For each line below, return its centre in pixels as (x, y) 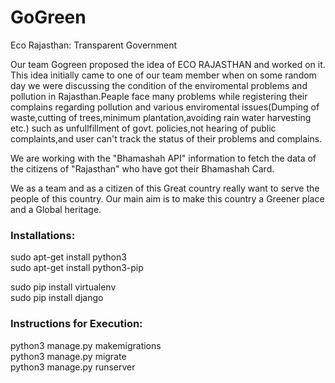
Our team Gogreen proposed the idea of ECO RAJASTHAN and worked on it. (168, 64)
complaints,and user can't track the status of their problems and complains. (166, 138)
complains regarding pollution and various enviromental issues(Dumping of (165, 107)
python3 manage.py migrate (68, 356)
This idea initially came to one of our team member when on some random (163, 75)
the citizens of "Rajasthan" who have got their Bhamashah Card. (142, 168)
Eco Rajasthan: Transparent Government (94, 45)
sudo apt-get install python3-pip (77, 268)
